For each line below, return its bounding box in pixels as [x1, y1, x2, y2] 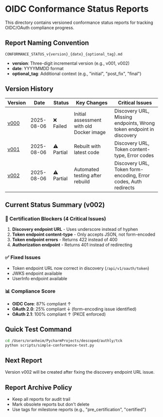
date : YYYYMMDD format [12, 65, 64, 71]
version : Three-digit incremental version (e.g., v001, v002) [12, 60, 130, 66]
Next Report [5, 356, 43, 364]
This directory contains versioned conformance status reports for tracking [5, 19, 153, 25]
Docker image [74, 129, 106, 135]
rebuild [74, 178, 90, 185]
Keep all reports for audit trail [12, 396, 70, 402]
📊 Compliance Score [5, 288, 56, 295]
